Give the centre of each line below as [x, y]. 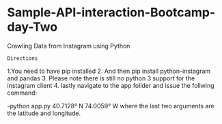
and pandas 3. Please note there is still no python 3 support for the [101, 78]
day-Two [32, 27]
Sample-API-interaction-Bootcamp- [111, 13]
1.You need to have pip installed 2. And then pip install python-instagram [109, 71]
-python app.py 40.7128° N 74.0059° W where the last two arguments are [111, 106]
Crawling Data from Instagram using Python [69, 46]
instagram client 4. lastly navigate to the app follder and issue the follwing [111, 85]
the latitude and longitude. [44, 113]
